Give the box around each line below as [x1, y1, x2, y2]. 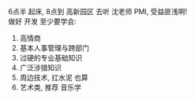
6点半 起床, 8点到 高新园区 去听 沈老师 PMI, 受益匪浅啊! [8, 7, 188, 16]
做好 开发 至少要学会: [8, 17, 77, 26]
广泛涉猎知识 [19, 63, 62, 72]
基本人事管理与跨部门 [19, 43, 89, 53]
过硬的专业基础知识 [19, 54, 83, 62]
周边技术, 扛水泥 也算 [19, 73, 88, 82]
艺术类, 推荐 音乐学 [19, 83, 81, 92]
